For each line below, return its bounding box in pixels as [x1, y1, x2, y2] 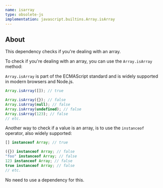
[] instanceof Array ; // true [5, 140, 68, 145]
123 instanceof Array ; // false [5, 158, 72, 163]
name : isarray [5, 7, 35, 13]
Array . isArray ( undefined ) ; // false [5, 106, 81, 112]
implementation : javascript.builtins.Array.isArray [5, 17, 115, 22]
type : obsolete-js [5, 12, 43, 17]
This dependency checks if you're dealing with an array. [5, 49, 121, 55]
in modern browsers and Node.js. [5, 79, 74, 85]
